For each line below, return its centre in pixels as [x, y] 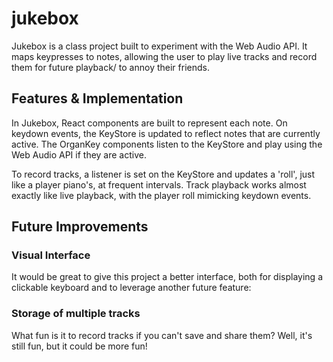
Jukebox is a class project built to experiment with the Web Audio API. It [159, 46]
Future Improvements [80, 227]
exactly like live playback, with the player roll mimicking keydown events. [161, 195]
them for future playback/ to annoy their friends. [110, 67]
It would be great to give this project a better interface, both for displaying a [167, 277]
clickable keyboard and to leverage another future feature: [131, 288]
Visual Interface [51, 255]
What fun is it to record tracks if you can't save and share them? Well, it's [162, 335]
